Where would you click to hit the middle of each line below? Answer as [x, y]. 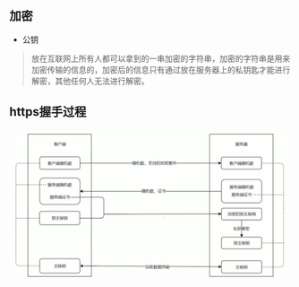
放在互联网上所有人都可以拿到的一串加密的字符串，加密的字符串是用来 [161, 58]
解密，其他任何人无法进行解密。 [90, 81]
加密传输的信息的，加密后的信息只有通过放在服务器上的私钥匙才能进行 [161, 69]
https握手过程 [48, 112]
